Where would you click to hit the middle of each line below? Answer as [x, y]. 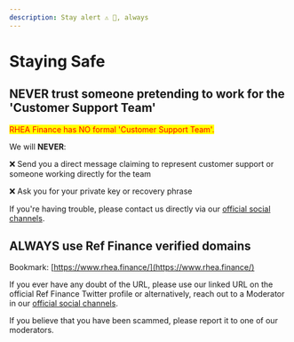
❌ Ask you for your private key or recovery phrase [101, 191]
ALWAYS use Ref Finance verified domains [130, 247]
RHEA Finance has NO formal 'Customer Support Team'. [112, 129]
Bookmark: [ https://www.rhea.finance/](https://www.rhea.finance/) [132, 267]
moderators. [32, 330]
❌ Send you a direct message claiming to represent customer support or [142, 163]
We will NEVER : [38, 147]
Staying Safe [57, 61]
